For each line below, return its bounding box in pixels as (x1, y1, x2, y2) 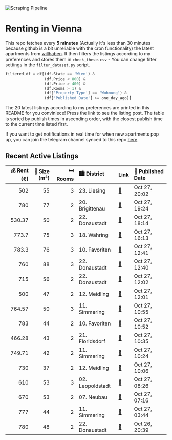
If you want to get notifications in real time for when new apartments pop (5, 131, 159, 137)
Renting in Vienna (5, 23, 82, 34)
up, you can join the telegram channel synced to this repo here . (5, 137, 139, 143)
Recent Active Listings (5, 151, 79, 160)
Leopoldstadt (78, 382, 111, 389)
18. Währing (78, 232, 109, 238)
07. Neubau (78, 394, 107, 400)
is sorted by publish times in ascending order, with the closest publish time (5, 116, 163, 122)
